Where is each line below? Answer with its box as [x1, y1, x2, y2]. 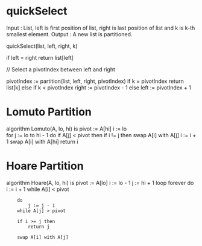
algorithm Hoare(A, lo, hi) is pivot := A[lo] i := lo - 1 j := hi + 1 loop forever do [6, 179, 194, 186]
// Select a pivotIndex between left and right [6, 65, 116, 73]
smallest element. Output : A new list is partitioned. [6, 30, 133, 37]
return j [28, 224, 50, 230]
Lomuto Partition [6, 105, 92, 119]
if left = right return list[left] [6, 54, 74, 61]
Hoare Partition [6, 159, 84, 173]
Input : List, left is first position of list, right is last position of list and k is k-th [6, 24, 195, 31]
